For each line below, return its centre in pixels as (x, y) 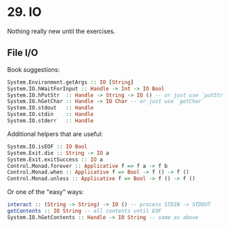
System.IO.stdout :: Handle (51, 108)
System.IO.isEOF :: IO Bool (48, 146)
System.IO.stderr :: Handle (51, 121)
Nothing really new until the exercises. (61, 31)
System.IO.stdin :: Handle (51, 115)
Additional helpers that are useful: (55, 134)
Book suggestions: (34, 69)
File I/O (23, 53)
